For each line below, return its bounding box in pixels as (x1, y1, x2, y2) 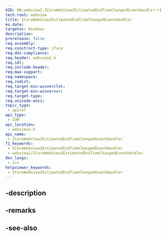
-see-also (5, 224, 38, 232)
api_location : (5, 122, 36, 127)
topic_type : (5, 103, 31, 108)
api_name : (5, 131, 27, 136)
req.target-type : (5, 93, 43, 99)
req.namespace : (5, 74, 38, 80)
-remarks (5, 206, 36, 215)
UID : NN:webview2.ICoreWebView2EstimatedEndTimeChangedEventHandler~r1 (5, 7, 162, 13)
